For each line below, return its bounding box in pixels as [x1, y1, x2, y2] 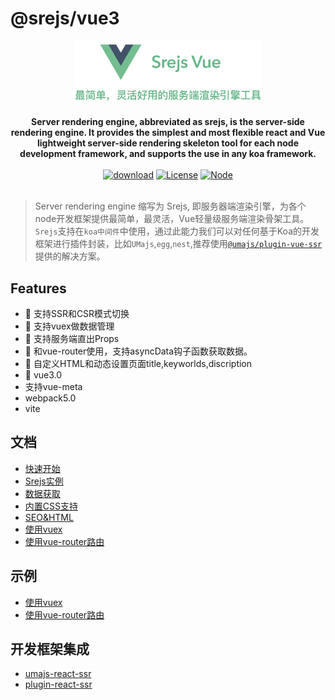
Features [10, 280, 67, 297]
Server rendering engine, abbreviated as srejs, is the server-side [31, 116, 305, 128]
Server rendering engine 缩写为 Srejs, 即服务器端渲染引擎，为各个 [34, 200, 307, 212]
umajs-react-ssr [24, 668, 92, 680]
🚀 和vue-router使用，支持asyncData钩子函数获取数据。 [24, 345, 253, 357]
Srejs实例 [24, 475, 64, 487]
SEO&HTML [24, 511, 74, 523]
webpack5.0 [24, 392, 77, 404]
